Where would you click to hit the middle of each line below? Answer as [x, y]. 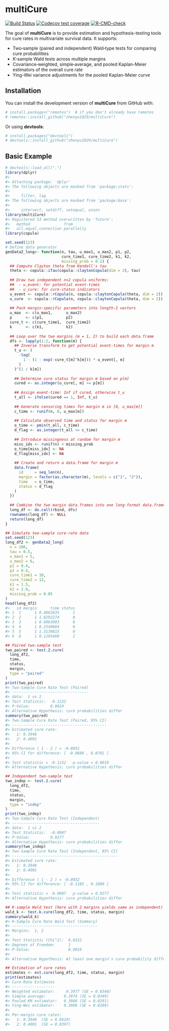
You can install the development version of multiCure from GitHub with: [79, 103]
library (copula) [22, 234]
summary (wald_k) [22, 917]
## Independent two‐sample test [39, 776]
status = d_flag [35, 486]
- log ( [24, 355]
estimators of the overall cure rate [48, 70]
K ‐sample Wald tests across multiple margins [59, 59]
